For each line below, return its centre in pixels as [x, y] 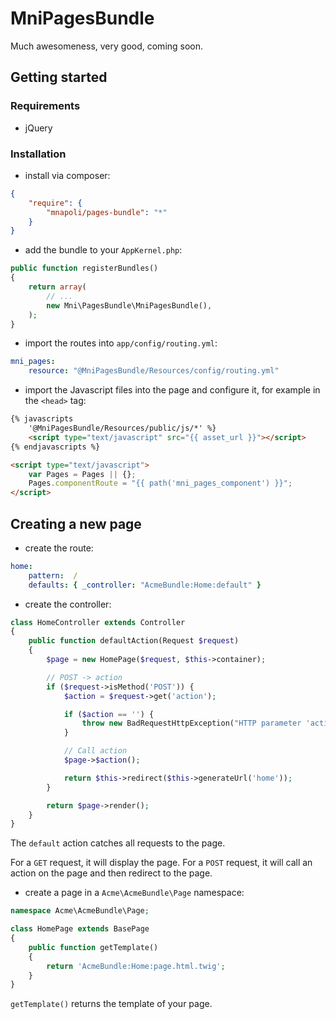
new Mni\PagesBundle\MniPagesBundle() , [129, 305]
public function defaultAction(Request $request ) [134, 641]
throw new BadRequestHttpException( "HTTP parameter [191, 723]
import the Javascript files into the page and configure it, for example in [172, 390]
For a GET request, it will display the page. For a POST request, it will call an [161, 863]
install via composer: [67, 175]
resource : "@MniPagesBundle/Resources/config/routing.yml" [154, 371]
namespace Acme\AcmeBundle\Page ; [80, 911]
